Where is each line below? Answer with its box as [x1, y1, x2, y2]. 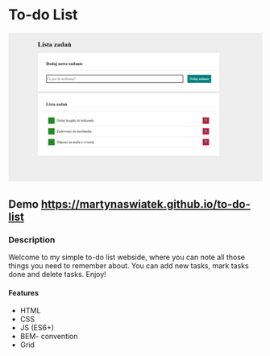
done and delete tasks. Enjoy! [8, 269, 106, 279]
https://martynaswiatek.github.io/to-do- [40, 197, 251, 211]
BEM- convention [19, 332, 78, 342]
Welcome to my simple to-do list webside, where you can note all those [8, 252, 246, 262]
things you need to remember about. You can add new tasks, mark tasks [8, 260, 249, 271]
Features [8, 288, 39, 297]
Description [8, 234, 56, 245]
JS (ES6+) [19, 323, 55, 333]
